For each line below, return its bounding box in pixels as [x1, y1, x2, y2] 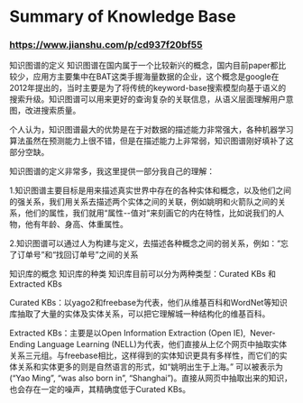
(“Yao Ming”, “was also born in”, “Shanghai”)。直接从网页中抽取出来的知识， [9, 372, 293, 384]
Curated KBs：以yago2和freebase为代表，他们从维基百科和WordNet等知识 [9, 298, 288, 308]
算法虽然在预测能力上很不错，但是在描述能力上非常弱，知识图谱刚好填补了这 [9, 135, 294, 146]
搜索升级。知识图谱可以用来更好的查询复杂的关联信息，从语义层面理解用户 [9, 94, 286, 105]
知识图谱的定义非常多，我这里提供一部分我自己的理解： [9, 166, 215, 177]
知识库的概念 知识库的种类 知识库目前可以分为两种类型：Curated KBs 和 [9, 269, 277, 279]
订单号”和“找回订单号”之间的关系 [16, 250, 139, 261]
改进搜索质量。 [24, 105, 81, 116]
